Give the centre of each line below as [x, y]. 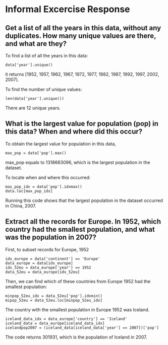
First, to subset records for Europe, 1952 [47, 249]
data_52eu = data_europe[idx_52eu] [43, 272]
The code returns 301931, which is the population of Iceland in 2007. [76, 337]
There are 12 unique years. [33, 108]
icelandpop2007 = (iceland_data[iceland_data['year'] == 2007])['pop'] [82, 328]
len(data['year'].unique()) [35, 99]
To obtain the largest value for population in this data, [61, 144]
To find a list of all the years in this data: [47, 56]
